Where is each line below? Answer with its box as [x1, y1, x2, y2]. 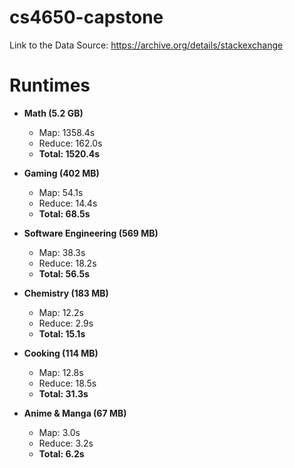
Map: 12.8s [38, 366, 84, 378]
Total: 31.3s [38, 387, 89, 400]
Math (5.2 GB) [23, 107, 84, 119]
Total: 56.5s [38, 267, 91, 280]
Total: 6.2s [38, 447, 85, 460]
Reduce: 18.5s [38, 377, 97, 389]
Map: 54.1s [38, 186, 84, 198]
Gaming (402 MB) [23, 167, 100, 179]
